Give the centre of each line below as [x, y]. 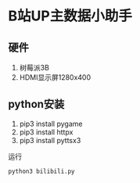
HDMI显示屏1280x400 [55, 77]
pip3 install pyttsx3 [50, 140]
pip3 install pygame [51, 124]
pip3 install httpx [46, 132]
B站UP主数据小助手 [70, 16]
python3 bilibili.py [42, 171]
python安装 [36, 104]
